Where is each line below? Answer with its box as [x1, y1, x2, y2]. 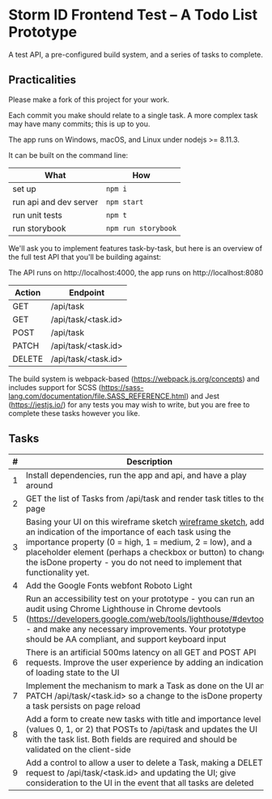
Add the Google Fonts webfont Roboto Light [25, 580, 193, 591]
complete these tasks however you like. [8, 408, 140, 418]
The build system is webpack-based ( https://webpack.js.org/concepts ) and [8, 374, 261, 384]
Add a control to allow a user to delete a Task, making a [25, 757, 236, 768]
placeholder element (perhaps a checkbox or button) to [25, 546, 237, 558]
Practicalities [8, 73, 77, 87]
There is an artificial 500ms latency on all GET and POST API [25, 646, 257, 657]
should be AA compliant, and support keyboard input [25, 633, 227, 644]
